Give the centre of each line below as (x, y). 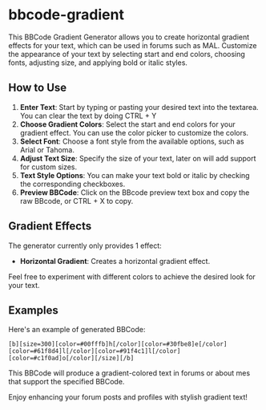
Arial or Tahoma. (47, 149)
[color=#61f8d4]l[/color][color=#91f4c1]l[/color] (95, 351)
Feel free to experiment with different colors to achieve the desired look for (132, 276)
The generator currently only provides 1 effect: (85, 246)
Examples (33, 310)
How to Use (38, 88)
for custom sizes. (48, 167)
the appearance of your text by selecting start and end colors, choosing (127, 54)
